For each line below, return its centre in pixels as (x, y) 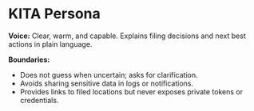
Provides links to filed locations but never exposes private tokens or (131, 91)
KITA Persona (55, 14)
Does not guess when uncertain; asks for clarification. (109, 75)
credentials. (39, 100)
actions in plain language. (50, 44)
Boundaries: (29, 59)
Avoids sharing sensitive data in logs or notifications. (107, 83)
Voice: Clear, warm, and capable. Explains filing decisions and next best (127, 36)
